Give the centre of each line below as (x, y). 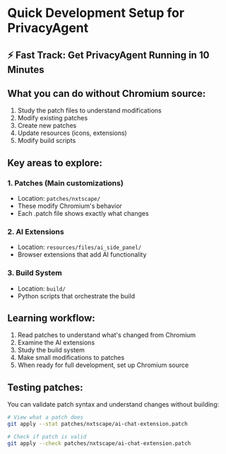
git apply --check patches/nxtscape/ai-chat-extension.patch (99, 443)
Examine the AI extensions (56, 343)
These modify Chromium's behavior (70, 206)
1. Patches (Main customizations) (65, 183)
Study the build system (51, 350)
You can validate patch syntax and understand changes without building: (113, 404)
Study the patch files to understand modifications (89, 110)
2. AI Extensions (36, 232)
